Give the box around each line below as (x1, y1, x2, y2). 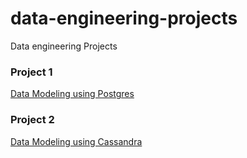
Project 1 (10, 65, 53, 79)
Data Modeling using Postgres (10, 88, 135, 100)
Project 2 (10, 113, 55, 127)
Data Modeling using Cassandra (10, 135, 143, 147)
